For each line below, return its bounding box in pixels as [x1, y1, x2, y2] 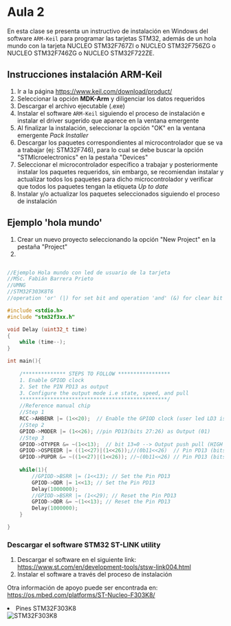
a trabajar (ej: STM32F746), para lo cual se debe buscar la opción [16, 145, 204, 154]
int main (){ [7, 357, 41, 365]
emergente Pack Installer [16, 131, 89, 139]
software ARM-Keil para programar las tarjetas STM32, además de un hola [7, 34, 217, 42]
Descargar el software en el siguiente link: [16, 556, 137, 564]
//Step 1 [19, 409, 45, 416]
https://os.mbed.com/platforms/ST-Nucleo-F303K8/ [7, 591, 156, 599]
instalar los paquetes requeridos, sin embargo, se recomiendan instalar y [16, 167, 224, 176]
